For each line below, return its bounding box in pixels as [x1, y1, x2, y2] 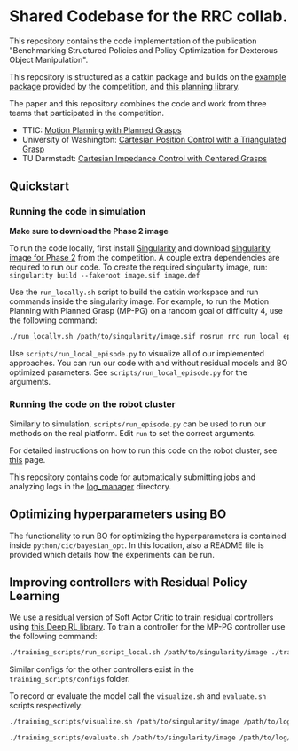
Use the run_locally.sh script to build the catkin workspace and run [9, 286, 259, 297]
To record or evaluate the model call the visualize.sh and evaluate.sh [9, 691, 267, 701]
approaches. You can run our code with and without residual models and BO [9, 357, 288, 368]
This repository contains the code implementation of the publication [9, 35, 257, 46]
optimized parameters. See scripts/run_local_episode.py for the [9, 366, 248, 378]
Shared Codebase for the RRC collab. [9, 6, 288, 27]
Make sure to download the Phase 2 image [9, 225, 169, 236]
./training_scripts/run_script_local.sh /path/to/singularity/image [9, 648, 268, 657]
